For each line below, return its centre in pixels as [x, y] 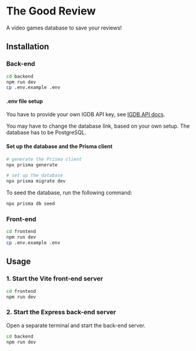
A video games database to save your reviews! [64, 28]
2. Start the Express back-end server [61, 312]
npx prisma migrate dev [36, 181]
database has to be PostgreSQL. [46, 132]
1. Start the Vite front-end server [55, 279]
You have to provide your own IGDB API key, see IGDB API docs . [86, 114]
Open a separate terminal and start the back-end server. [76, 325]
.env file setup [25, 101]
